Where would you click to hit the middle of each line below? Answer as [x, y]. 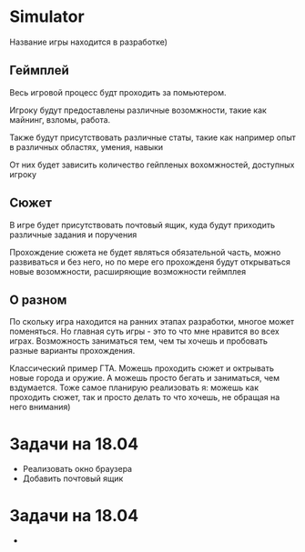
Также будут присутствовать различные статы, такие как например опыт [152, 137]
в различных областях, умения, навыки [86, 146]
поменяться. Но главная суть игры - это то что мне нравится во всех [144, 331]
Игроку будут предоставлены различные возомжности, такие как [138, 110]
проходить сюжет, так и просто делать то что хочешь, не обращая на [145, 397]
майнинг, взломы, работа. [60, 119]
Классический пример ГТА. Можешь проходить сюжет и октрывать [142, 368]
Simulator [47, 17]
